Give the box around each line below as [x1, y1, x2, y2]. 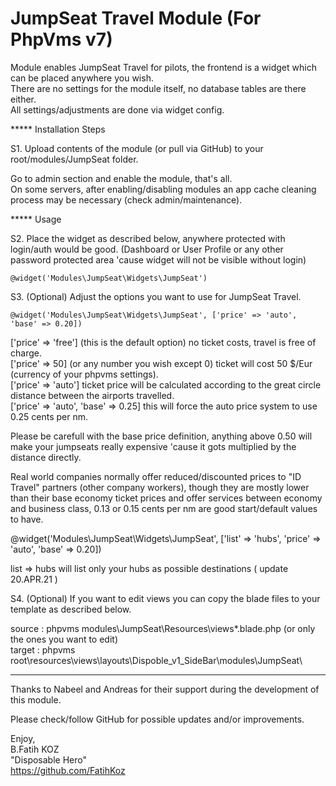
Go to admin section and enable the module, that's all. [10, 172, 233, 184]
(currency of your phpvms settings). [10, 368, 159, 380]
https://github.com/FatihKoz [10, 764, 126, 776]
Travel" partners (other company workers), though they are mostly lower [10, 481, 310, 493]
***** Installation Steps [10, 123, 106, 135]
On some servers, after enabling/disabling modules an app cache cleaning [10, 183, 317, 195]
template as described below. [10, 603, 132, 615]
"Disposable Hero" [10, 753, 88, 766]
